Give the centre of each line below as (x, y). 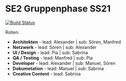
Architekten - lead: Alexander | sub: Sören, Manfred (67, 42)
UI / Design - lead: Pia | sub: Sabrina (50, 52)
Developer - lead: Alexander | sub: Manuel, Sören (64, 63)
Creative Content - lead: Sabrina (47, 73)
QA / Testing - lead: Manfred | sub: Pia (52, 57)
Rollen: (12, 32)
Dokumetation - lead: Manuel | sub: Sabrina (58, 68)
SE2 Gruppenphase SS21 (58, 9)
